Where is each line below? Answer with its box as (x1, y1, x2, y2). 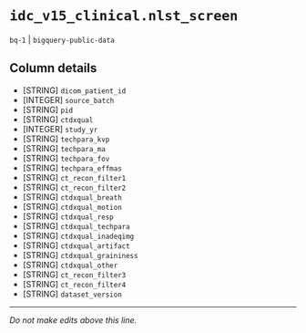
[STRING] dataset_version (22, 288, 123, 299)
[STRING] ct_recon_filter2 (22, 182, 127, 193)
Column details (9, 60, 97, 76)
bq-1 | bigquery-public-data (9, 34, 116, 45)
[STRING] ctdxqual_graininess (22, 249, 138, 260)
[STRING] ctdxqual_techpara (22, 220, 130, 231)
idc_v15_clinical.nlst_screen (9, 7, 239, 25)
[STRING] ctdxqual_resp (22, 211, 114, 222)
